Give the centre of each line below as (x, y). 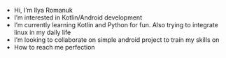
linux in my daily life (42, 32)
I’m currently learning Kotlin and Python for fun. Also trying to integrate (116, 25)
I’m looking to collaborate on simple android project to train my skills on (116, 40)
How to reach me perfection (55, 47)
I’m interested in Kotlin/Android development (78, 17)
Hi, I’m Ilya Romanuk (43, 10)
